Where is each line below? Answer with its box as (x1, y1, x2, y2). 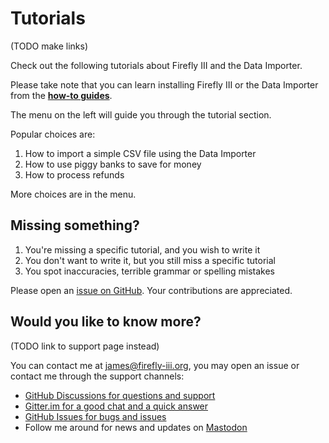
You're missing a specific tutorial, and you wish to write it (24, 243, 261, 256)
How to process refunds (24, 168, 125, 181)
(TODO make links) (10, 40, 89, 52)
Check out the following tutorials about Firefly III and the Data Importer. (10, 59, 303, 71)
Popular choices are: (10, 128, 96, 140)
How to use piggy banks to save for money (24, 158, 202, 170)
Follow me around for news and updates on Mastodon (24, 421, 248, 433)
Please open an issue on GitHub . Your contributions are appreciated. (10, 284, 293, 296)
